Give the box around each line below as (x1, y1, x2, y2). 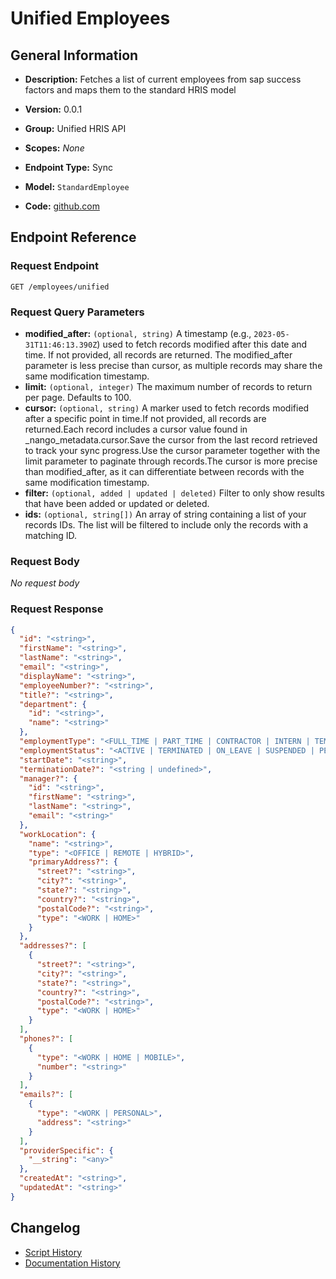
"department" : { (19, 699, 87, 709)
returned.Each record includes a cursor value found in (24, 423, 248, 435)
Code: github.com (24, 200, 100, 212)
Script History (24, 1246, 83, 1258)
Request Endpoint (10, 259, 99, 273)
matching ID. (24, 529, 78, 541)
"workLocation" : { (19, 829, 97, 839)
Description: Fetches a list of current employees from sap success (24, 73, 302, 85)
